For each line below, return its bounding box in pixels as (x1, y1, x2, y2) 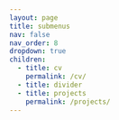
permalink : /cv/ (25, 72, 87, 81)
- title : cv (17, 64, 63, 73)
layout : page (9, 13, 59, 23)
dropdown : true (9, 47, 67, 56)
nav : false (9, 30, 50, 39)
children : (9, 55, 47, 64)
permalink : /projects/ (25, 97, 111, 106)
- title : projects (17, 88, 87, 97)
